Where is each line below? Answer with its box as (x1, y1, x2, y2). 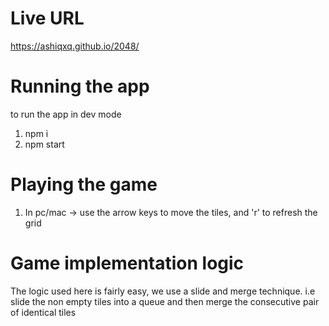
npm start (24, 138, 65, 150)
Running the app (10, 75, 150, 98)
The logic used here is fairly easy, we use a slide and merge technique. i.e (10, 285, 316, 297)
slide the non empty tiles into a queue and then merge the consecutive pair (10, 295, 320, 307)
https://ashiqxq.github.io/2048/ (10, 40, 140, 52)
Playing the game (10, 173, 158, 196)
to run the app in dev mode (10, 108, 122, 120)
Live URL (10, 7, 85, 30)
